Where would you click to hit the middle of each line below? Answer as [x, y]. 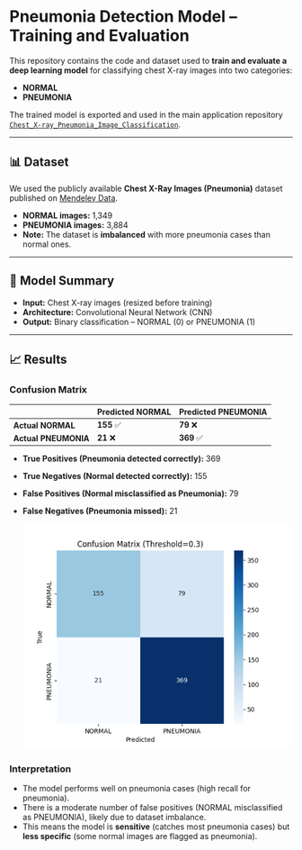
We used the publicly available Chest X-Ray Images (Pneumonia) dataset [146, 188]
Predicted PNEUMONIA [223, 411]
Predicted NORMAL [134, 411]
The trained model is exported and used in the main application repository [146, 114]
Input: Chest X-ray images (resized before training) [117, 303]
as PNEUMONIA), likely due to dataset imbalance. [114, 818]
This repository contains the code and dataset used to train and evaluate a [148, 60]
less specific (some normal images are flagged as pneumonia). [140, 836]
